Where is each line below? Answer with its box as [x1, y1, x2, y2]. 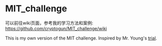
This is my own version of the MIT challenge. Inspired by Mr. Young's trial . [5, 35, 158, 41]
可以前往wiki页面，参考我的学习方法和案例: [5, 20, 93, 26]
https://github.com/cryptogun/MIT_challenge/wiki [5, 25, 107, 31]
